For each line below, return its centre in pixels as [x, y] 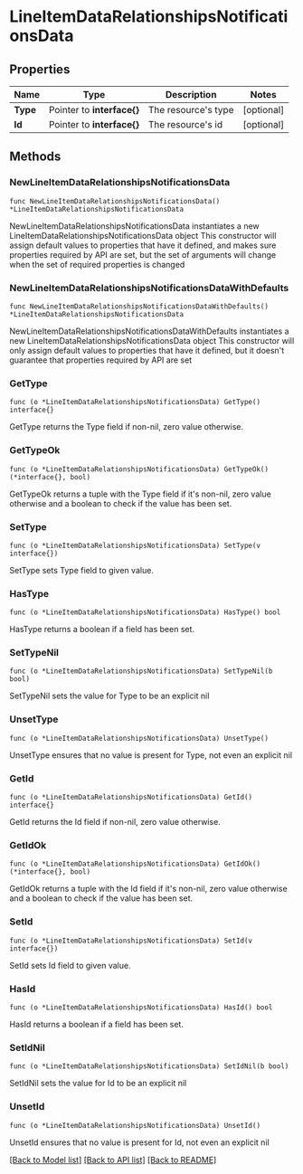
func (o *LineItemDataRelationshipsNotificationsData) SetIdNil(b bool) [149, 1066]
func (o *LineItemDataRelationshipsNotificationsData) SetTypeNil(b [141, 671]
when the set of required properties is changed [97, 264]
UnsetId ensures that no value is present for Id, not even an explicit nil [139, 1142]
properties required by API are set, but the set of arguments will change [143, 254]
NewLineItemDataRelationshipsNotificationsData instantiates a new [134, 226]
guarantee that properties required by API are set [101, 360]
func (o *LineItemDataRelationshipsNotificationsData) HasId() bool [141, 1007]
